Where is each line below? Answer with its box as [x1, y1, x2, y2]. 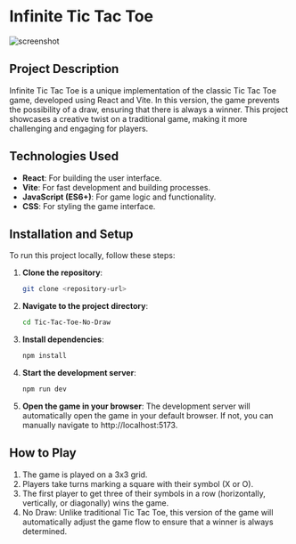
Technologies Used [9, 149, 119, 164]
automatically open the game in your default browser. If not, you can [21, 410, 274, 420]
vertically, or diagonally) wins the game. [21, 497, 169, 508]
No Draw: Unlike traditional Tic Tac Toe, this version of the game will [21, 507, 274, 517]
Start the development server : [21, 368, 136, 378]
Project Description [9, 61, 119, 77]
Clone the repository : [21, 267, 103, 278]
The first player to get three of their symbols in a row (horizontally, [21, 488, 266, 499]
